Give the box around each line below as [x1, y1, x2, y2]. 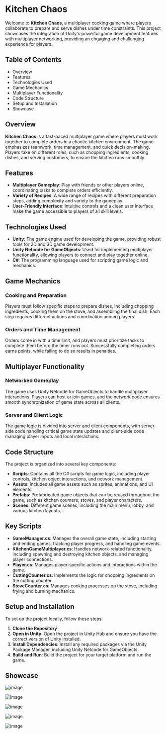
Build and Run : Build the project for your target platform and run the [12, 651, 152, 657]
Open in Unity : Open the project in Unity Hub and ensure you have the [12, 631, 157, 637]
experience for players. [5, 41, 53, 47]
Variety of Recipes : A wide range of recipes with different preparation [12, 192, 157, 198]
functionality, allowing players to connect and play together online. [12, 252, 149, 258]
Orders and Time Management [5, 326, 81, 333]
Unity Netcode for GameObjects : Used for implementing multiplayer [12, 247, 153, 253]
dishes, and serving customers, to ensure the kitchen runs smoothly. [5, 154, 146, 160]
